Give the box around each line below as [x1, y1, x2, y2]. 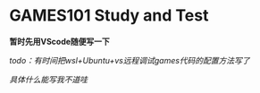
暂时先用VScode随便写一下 [9, 36, 110, 46]
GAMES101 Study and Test [9, 5, 209, 26]
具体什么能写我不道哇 [9, 73, 88, 85]
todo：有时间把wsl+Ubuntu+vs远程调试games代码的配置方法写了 [9, 55, 250, 65]
